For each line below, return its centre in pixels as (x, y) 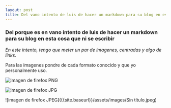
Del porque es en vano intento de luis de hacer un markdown (81, 32)
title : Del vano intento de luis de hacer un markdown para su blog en (83, 15)
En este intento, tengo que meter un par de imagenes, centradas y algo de (83, 50)
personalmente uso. (26, 70)
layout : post (19, 10)
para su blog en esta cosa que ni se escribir (60, 39)
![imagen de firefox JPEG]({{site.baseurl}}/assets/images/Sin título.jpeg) (81, 100)
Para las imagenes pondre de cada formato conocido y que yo (71, 65)
